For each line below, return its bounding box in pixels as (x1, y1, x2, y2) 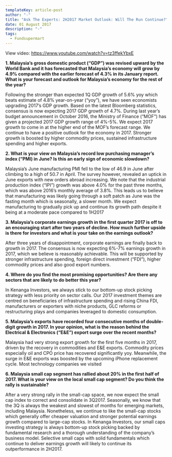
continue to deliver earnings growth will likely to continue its (5, 440, 132, 446)
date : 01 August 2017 (5, 21, 52, 27)
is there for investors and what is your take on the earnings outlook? (5, 230, 154, 236)
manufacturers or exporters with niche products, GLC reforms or (5, 303, 142, 309)
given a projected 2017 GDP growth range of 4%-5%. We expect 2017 (5, 119, 153, 125)
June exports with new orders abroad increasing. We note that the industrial (5, 176, 166, 182)
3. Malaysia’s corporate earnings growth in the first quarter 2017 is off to (5, 219, 163, 225)
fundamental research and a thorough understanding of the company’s (5, 429, 155, 436)
